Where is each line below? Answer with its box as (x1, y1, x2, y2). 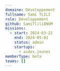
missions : (5, 26, 26, 31)
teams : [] (5, 58, 26, 63)
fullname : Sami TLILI (5, 12, 51, 17)
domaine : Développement (5, 7, 55, 12)
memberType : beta (5, 53, 42, 59)
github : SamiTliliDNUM (5, 21, 53, 26)
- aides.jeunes (18, 49, 51, 54)
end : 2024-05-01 (14, 35, 49, 40)
